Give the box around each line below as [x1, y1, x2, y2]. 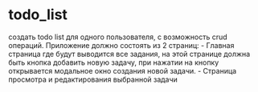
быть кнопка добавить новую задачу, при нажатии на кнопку [8, 58, 219, 67]
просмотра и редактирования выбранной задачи [8, 74, 178, 84]
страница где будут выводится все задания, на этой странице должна [8, 49, 251, 58]
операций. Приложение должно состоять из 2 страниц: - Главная [8, 40, 235, 50]
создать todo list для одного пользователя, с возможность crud [8, 32, 227, 42]
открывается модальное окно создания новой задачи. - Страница [8, 66, 237, 75]
